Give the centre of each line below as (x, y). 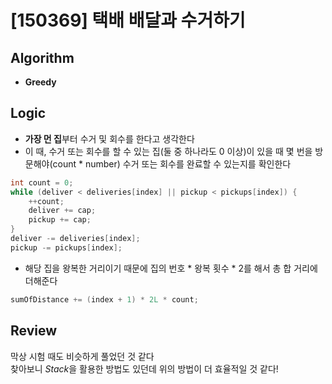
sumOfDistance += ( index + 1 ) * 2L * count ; (104, 299)
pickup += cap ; (60, 220)
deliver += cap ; (62, 211)
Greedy (40, 82)
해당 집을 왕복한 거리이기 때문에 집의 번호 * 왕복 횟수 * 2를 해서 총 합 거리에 (171, 268)
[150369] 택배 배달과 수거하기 (128, 20)
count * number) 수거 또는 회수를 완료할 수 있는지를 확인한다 (172, 163)
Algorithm (42, 57)
